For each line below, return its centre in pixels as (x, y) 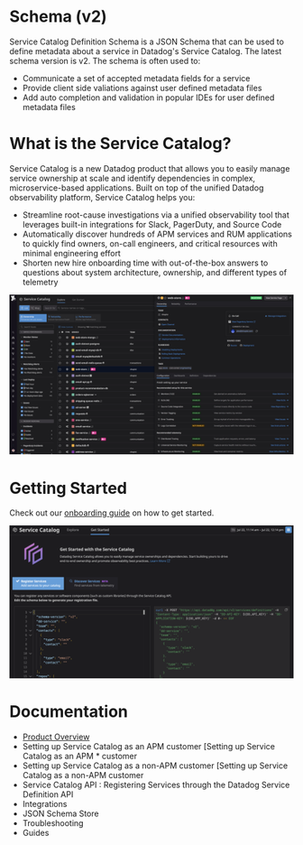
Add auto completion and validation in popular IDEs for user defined (148, 97)
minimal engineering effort (72, 253)
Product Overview (56, 737)
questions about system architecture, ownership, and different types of (154, 272)
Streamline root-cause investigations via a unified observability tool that (156, 215)
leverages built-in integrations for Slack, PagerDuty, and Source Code (152, 224)
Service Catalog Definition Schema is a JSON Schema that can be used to (147, 42)
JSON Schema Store (60, 813)
